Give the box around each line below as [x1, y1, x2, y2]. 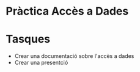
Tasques [6, 32, 51, 46]
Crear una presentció [14, 59, 68, 67]
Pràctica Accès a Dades [6, 4, 129, 18]
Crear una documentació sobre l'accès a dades [14, 52, 134, 60]
